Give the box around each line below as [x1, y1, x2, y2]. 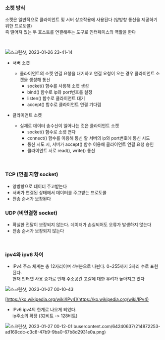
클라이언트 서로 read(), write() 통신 [27, 148, 96, 154]
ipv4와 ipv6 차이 [5, 251, 44, 258]
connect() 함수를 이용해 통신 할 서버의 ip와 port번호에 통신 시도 [27, 135, 150, 141]
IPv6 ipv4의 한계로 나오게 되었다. [12, 307, 77, 313]
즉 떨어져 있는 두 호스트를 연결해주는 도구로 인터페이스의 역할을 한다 [5, 29, 136, 35]
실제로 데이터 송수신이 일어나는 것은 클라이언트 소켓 [19, 123, 119, 129]
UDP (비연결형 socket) [5, 209, 58, 216]
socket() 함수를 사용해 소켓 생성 [27, 83, 89, 89]
